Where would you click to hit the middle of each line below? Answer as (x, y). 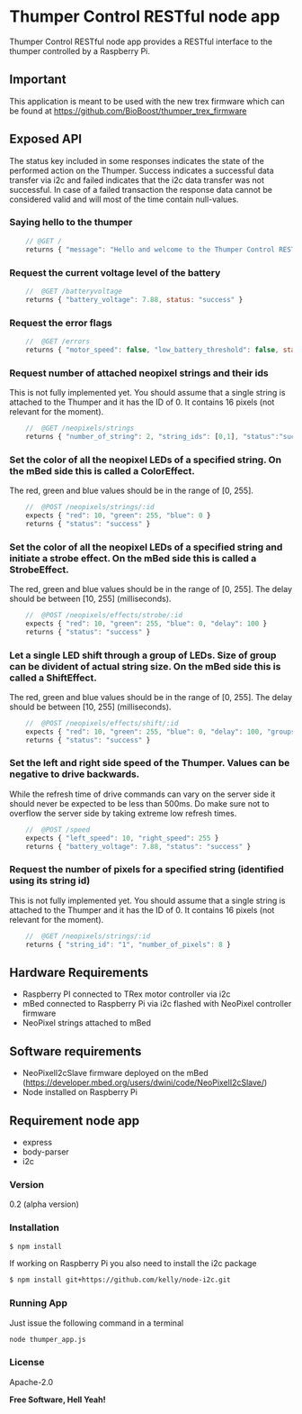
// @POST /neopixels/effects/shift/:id (102, 723)
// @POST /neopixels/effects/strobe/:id (104, 615)
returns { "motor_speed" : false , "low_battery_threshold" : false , (152, 350)
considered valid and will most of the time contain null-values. (124, 199)
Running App (38, 1303)
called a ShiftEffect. (53, 678)
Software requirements (75, 1051)
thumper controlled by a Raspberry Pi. (80, 50)
